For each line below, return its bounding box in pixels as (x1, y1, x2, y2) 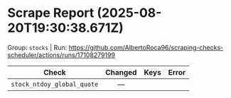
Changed (105, 67, 137, 77)
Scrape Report (7, 5, 95, 21)
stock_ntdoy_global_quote (11, 80, 99, 88)
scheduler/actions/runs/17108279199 (7, 51, 116, 59)
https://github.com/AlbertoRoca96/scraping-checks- (68, 43, 224, 51)
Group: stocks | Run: (7, 43, 68, 51)
